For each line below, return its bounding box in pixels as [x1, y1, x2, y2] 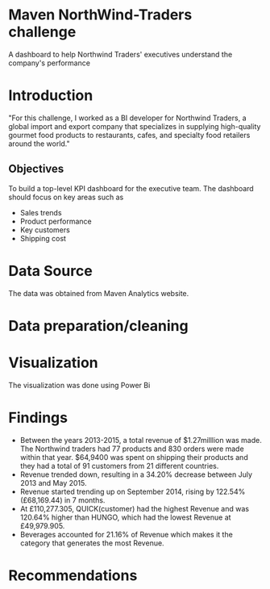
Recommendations [8, 566, 138, 584]
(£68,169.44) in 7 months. [19, 495, 106, 505]
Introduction [8, 86, 93, 105]
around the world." [8, 139, 70, 148]
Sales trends [19, 207, 62, 217]
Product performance [19, 216, 92, 226]
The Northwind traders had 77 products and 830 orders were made [19, 444, 244, 453]
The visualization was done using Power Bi [8, 380, 151, 390]
